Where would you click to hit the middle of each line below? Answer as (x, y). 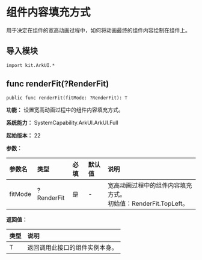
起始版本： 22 (23, 135)
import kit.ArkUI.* (31, 65)
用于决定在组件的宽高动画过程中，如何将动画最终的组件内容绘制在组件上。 (98, 30)
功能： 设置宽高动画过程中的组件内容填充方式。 (65, 110)
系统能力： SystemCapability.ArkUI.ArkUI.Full (62, 122)
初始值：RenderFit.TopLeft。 (148, 203)
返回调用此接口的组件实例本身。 (73, 247)
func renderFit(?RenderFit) (58, 84)
